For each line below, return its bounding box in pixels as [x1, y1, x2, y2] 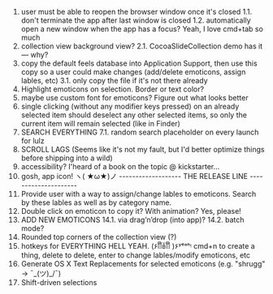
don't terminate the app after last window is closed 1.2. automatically [20, 15, 251, 25]
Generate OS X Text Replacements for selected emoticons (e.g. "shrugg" [20, 259, 266, 268]
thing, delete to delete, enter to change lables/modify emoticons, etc [20, 250, 251, 260]
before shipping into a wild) [20, 153, 113, 163]
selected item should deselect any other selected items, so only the [20, 110, 247, 120]
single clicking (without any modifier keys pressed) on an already [20, 101, 240, 111]
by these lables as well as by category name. [20, 198, 172, 207]
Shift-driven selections [20, 278, 97, 287]
